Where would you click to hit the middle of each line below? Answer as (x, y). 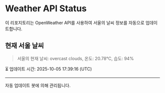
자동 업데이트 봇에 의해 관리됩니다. (38, 85)
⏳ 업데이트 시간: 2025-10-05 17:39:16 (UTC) (49, 69)
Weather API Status (46, 9)
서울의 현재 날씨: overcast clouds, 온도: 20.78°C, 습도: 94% (75, 58)
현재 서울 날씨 (25, 46)
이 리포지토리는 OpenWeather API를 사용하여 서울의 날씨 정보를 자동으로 (75, 23)
